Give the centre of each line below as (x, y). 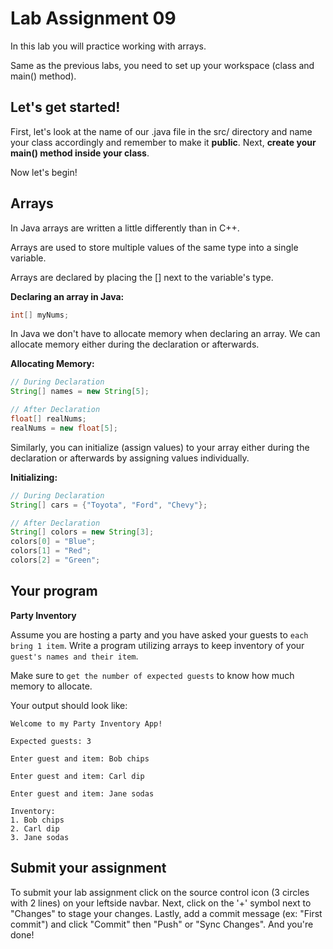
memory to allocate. (51, 686)
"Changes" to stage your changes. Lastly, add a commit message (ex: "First (166, 913)
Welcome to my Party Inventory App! (86, 723)
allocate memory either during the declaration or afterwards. (135, 344)
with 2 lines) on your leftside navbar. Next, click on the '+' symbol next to (161, 903)
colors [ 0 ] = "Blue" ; (53, 542)
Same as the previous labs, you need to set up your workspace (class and (162, 65)
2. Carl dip (35, 828)
